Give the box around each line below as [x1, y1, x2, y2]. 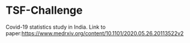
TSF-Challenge [5, 4, 83, 17]
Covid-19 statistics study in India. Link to [5, 23, 106, 30]
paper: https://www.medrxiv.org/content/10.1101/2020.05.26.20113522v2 [5, 29, 184, 36]
